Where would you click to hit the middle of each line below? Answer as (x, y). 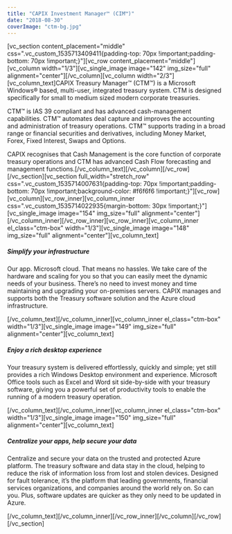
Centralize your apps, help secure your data (72, 441)
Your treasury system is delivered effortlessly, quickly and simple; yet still (112, 367)
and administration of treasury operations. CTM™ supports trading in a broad (116, 126)
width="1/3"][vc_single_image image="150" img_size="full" (92, 418)
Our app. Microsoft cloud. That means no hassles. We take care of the (107, 269)
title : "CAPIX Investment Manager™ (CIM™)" (71, 14)
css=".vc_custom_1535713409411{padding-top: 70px (82, 53)
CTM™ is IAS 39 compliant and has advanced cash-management (99, 111)
